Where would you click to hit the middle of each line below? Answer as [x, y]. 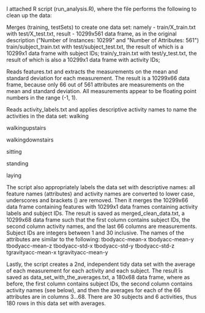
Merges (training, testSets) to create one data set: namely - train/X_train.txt [101, 27]
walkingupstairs [26, 128]
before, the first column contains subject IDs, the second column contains [99, 284]
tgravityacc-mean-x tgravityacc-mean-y [57, 252]
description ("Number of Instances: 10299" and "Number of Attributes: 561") [103, 40]
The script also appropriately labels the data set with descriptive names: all [101, 187]
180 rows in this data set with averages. [56, 303]
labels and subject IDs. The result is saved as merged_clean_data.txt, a [95, 213]
